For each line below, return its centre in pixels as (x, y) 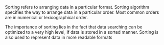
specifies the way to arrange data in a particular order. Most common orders (82, 12)
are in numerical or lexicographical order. (47, 17)
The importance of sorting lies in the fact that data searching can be (74, 27)
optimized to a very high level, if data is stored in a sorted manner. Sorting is (82, 32)
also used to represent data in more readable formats (59, 37)
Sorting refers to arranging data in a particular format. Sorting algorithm (77, 7)
